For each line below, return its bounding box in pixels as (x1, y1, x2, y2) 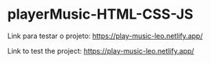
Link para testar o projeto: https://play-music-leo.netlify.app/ (7, 31, 203, 40)
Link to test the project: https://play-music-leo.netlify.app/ (7, 46, 195, 55)
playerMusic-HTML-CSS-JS (7, 5, 194, 23)
